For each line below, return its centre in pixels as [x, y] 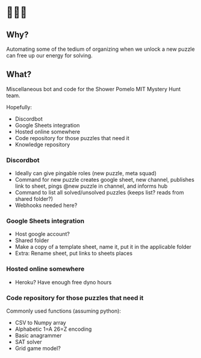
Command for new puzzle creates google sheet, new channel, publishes [104, 180]
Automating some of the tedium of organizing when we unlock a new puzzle [100, 49]
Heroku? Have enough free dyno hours [63, 282]
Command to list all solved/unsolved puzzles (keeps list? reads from [100, 193]
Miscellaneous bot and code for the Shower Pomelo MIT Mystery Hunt [94, 89]
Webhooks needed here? [46, 205]
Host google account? [42, 234]
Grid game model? [38, 348]
